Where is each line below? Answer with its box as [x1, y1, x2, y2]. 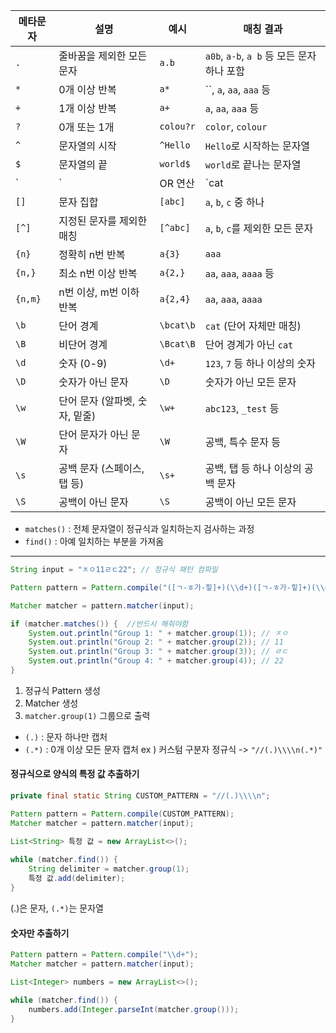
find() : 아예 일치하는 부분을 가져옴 [24, 535, 165, 547]
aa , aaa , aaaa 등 [204, 267, 275, 280]
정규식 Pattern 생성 [24, 684, 101, 696]
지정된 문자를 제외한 [58, 214, 148, 228]
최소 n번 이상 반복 [58, 267, 138, 280]
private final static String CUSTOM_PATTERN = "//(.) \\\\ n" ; [10, 791, 271, 801]
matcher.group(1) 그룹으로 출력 [24, 709, 151, 721]
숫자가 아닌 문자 [58, 375, 129, 389]
